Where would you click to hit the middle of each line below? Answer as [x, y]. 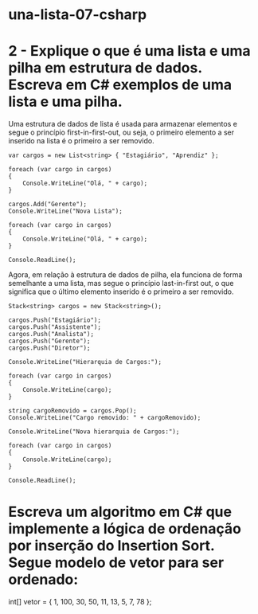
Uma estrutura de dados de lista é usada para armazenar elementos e [123, 124]
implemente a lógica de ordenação [125, 529]
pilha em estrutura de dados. [105, 68]
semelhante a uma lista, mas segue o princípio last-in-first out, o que [121, 284]
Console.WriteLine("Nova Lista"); [66, 211]
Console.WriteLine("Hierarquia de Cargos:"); [85, 362]
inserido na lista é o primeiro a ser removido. [81, 141]
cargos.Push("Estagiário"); [55, 320]
